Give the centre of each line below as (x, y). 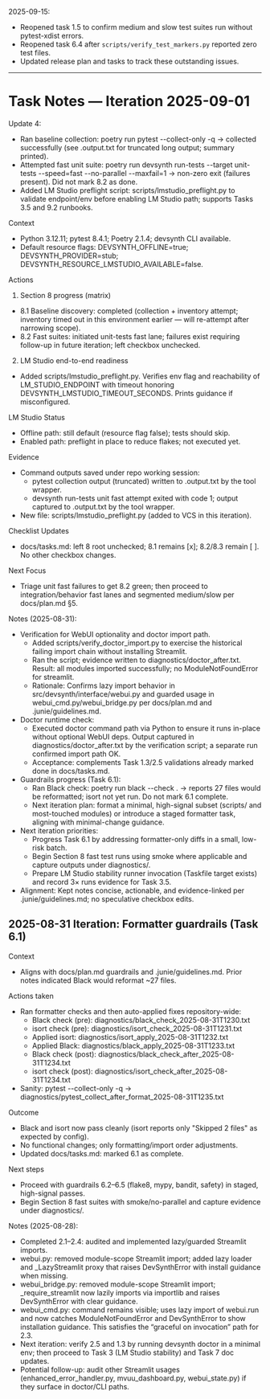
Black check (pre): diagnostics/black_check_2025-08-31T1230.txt (141, 1020)
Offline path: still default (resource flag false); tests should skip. (125, 432)
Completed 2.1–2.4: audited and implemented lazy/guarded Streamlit (133, 1242)
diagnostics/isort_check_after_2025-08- (161, 1071)
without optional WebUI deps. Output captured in (113, 736)
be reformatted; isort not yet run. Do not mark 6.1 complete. (130, 796)
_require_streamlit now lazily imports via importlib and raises (120, 1292)
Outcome (24, 1112)
